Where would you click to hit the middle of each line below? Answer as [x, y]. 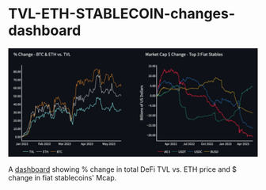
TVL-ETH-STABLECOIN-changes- [122, 14]
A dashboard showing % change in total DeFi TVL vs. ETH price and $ [123, 169]
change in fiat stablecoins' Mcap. [63, 178]
